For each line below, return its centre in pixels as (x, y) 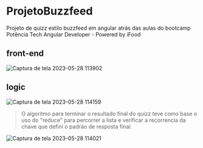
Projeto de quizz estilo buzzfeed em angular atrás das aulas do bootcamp (98, 28)
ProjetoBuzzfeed (50, 11)
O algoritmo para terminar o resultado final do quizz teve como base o (109, 113)
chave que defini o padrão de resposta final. (77, 126)
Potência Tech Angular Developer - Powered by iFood (74, 34)
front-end (25, 54)
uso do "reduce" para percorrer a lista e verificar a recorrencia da (104, 120)
